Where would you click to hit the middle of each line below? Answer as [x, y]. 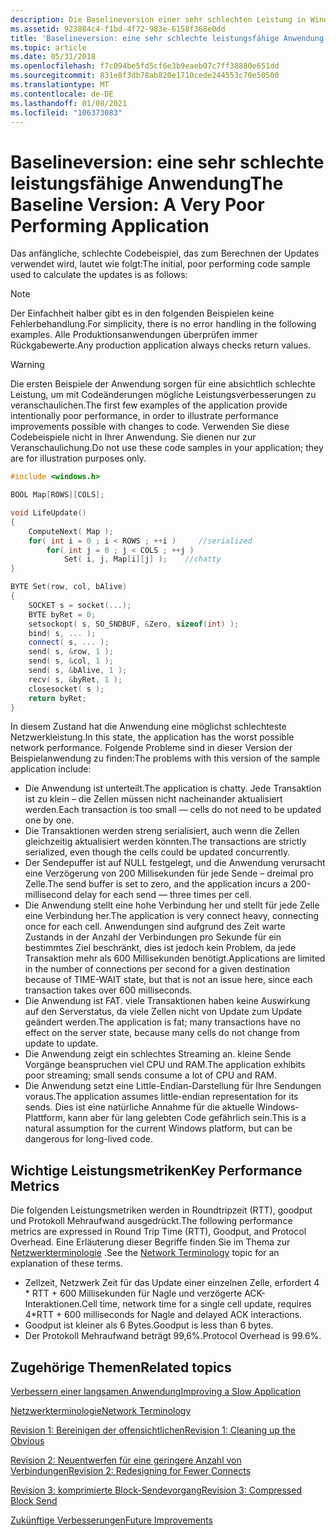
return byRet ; [57, 698]
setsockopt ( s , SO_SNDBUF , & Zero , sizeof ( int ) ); [134, 624]
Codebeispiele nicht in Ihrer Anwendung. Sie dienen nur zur [133, 437]
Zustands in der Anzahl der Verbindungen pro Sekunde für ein [153, 937]
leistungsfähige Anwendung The [147, 183]
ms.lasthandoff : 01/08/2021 [69, 103]
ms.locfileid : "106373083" [66, 112]
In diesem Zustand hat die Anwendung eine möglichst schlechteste [148, 727]
